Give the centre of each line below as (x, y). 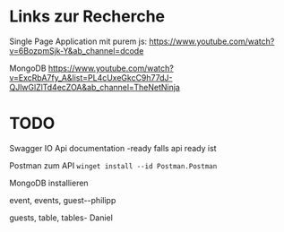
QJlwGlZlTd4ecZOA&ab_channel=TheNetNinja (95, 87)
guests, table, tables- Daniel (61, 218)
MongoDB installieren (49, 183)
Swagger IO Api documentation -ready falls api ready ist (113, 148)
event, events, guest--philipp (63, 200)
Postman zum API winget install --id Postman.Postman (113, 165)
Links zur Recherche (87, 17)
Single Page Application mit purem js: (78, 41)
